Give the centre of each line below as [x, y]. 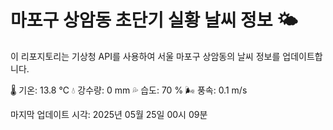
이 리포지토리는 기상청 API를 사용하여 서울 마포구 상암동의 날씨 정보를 [145, 56]
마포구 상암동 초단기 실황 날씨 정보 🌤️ [154, 20]
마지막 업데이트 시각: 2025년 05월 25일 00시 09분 [109, 114]
